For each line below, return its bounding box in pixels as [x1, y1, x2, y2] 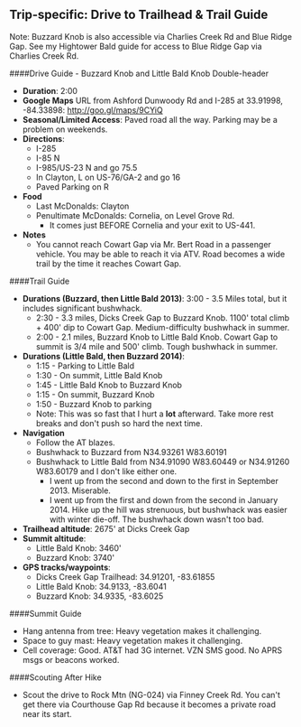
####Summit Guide [9, 608, 83, 619]
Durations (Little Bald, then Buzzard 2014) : [22, 350, 185, 361]
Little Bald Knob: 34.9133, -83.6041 [35, 581, 167, 592]
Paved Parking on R [35, 181, 110, 192]
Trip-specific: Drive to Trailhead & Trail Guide [9, 7, 269, 23]
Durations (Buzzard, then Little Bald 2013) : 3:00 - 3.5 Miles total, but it [22, 293, 287, 303]
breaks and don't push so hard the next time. [35, 417, 203, 428]
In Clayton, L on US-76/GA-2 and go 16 [35, 172, 181, 182]
